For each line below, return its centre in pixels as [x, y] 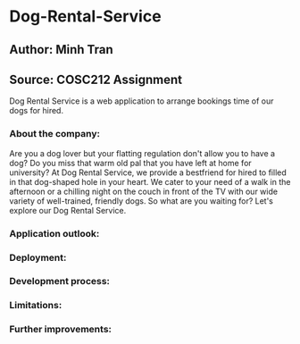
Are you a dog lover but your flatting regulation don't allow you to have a [142, 153]
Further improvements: [61, 330]
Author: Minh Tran [61, 50]
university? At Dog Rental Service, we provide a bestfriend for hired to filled [148, 172]
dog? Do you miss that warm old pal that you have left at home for [130, 163]
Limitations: [36, 306]
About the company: [55, 134]
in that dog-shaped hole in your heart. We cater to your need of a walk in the [150, 181]
